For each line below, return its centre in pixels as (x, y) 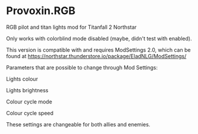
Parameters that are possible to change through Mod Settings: (82, 67)
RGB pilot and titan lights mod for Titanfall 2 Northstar (72, 27)
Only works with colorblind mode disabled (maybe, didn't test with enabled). (99, 38)
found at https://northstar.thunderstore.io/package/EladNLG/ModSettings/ (96, 56)
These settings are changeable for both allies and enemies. (78, 124)
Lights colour (22, 79)
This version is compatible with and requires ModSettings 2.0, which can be (98, 50)
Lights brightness (27, 90)
